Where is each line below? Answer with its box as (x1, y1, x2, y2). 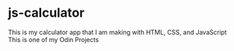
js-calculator (8, 5, 85, 21)
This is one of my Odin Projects (8, 35, 99, 43)
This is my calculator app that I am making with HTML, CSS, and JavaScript (8, 28, 228, 36)
